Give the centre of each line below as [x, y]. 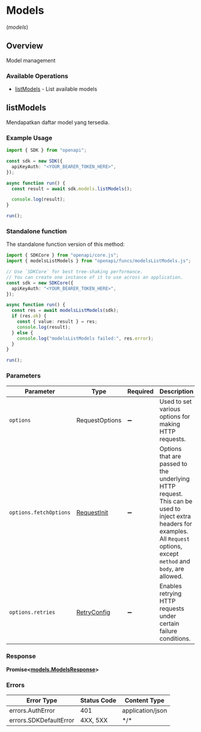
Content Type [144, 701]
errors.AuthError [32, 710]
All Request [175, 539]
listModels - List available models [56, 89]
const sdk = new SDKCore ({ [40, 283]
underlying [175, 479]
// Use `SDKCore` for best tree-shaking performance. [75, 272]
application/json [144, 710]
